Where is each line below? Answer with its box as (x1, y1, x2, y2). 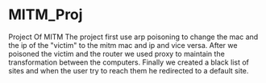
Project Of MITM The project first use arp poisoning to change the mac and (8, 32, 259, 41)
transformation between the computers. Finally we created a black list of (8, 57, 250, 67)
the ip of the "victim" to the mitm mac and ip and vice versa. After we (8, 40, 238, 49)
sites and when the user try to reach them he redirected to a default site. (8, 65, 249, 75)
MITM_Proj (8, 6, 83, 24)
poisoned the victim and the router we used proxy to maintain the (8, 49, 226, 58)
